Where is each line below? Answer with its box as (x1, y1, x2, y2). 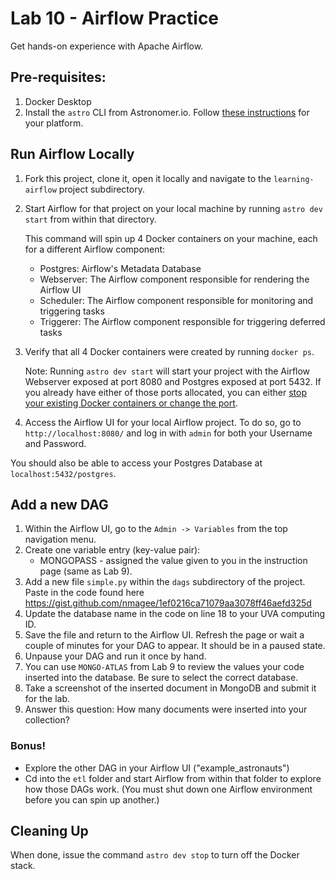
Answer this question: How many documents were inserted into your (24, 703, 308, 716)
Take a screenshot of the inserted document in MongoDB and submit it (24, 682, 317, 694)
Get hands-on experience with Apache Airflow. (10, 40, 204, 52)
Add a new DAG (10, 496, 109, 513)
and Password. (24, 437, 87, 449)
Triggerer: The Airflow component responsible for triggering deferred (39, 315, 326, 327)
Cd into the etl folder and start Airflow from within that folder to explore (24, 772, 322, 784)
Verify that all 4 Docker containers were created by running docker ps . (24, 345, 315, 357)
